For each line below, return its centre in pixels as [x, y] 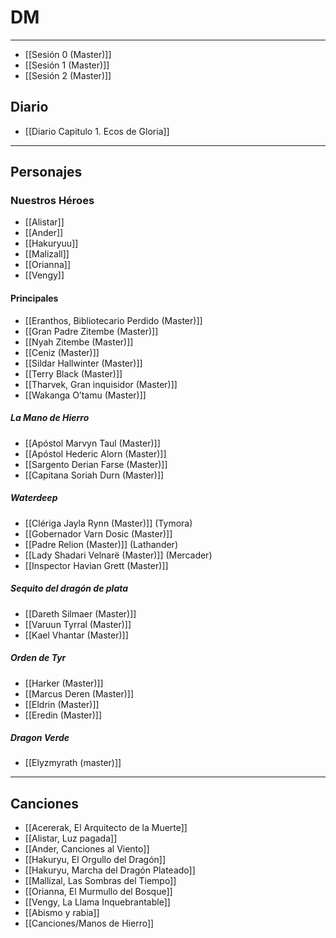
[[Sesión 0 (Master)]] [68, 54]
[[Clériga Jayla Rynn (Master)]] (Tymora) [108, 523]
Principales [34, 298]
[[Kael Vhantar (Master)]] [76, 635]
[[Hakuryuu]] [51, 243]
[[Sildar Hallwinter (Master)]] [83, 363]
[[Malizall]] [47, 254]
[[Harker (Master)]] [64, 683]
